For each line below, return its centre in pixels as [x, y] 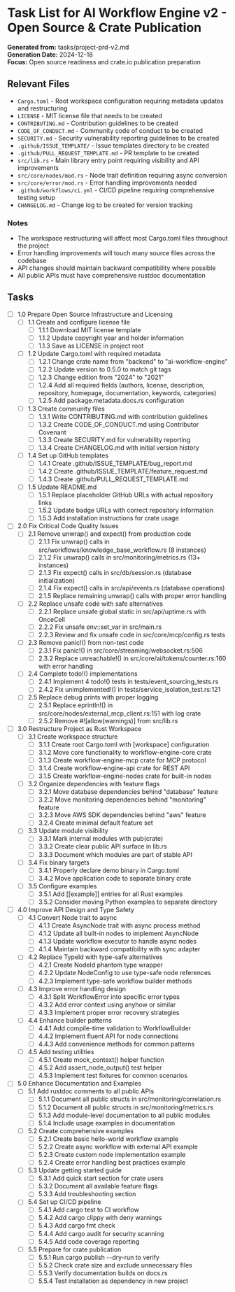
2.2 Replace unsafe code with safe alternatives [95, 604]
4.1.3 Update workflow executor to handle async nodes [117, 942]
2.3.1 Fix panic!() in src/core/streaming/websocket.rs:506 [120, 651]
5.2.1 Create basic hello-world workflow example [108, 1139]
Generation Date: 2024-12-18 [50, 55]
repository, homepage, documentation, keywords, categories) [127, 393]
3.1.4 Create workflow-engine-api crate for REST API [114, 768]
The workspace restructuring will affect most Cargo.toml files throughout [122, 239]
